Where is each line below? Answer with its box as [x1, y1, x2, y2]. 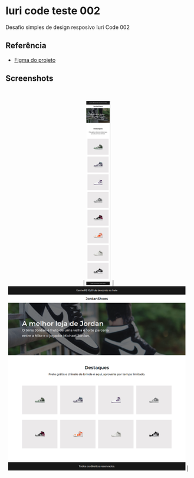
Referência [5, 41, 47, 51]
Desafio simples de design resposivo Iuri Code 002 [5, 24, 130, 31]
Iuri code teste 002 [5, 4, 101, 18]
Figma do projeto [14, 56, 56, 63]
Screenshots [5, 74, 54, 84]
